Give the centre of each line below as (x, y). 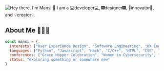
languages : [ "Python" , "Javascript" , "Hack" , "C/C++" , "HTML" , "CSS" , (83, 51)
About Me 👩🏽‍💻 (27, 30)
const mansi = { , (23, 41)
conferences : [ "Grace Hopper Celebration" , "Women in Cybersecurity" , (83, 55)
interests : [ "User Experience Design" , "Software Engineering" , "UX (81, 46)
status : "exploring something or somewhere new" (60, 60)
